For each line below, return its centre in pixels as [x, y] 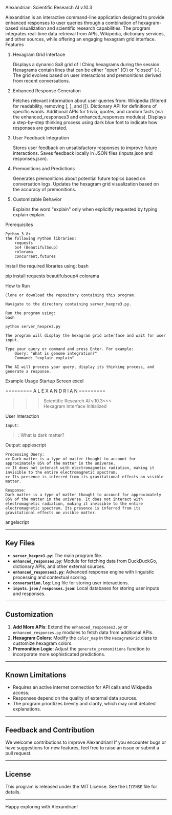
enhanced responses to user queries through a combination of [71, 23]
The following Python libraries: [41, 238]
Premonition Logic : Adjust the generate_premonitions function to [81, 648]
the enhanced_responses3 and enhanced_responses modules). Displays [89, 117]
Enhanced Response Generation [47, 91]
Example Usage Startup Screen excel [45, 381]
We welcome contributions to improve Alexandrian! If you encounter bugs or [86, 742]
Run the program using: [31, 313]
